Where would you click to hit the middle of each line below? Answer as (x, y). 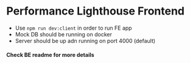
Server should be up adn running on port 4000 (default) (85, 41)
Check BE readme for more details (50, 55)
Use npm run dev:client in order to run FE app (73, 28)
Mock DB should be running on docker (64, 34)
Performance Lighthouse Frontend (95, 11)
